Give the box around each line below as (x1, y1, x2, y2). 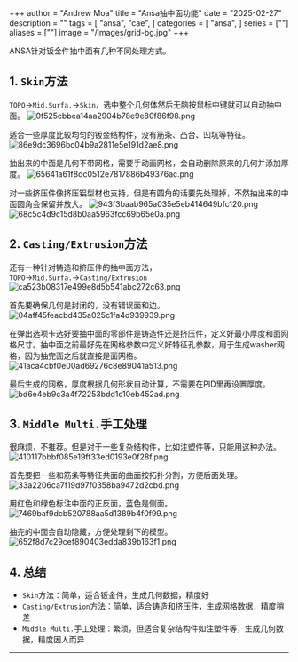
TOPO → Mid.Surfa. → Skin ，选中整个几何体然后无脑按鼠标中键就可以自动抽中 (9, 99, 282, 109)
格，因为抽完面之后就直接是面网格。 (9, 350, 142, 361)
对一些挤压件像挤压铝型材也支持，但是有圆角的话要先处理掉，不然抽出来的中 (9, 187, 289, 198)
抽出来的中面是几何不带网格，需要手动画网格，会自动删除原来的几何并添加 (9, 157, 281, 168)
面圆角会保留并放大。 (9, 198, 87, 209)
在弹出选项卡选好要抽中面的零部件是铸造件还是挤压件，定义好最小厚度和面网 (9, 328, 289, 339)
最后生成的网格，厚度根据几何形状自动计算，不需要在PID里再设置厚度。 (9, 379, 271, 389)
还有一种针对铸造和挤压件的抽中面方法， (9, 261, 157, 273)
